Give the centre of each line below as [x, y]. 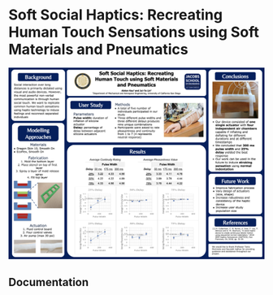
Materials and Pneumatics [98, 50]
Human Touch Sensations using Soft [134, 32]
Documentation [49, 282]
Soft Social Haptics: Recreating [116, 15]
